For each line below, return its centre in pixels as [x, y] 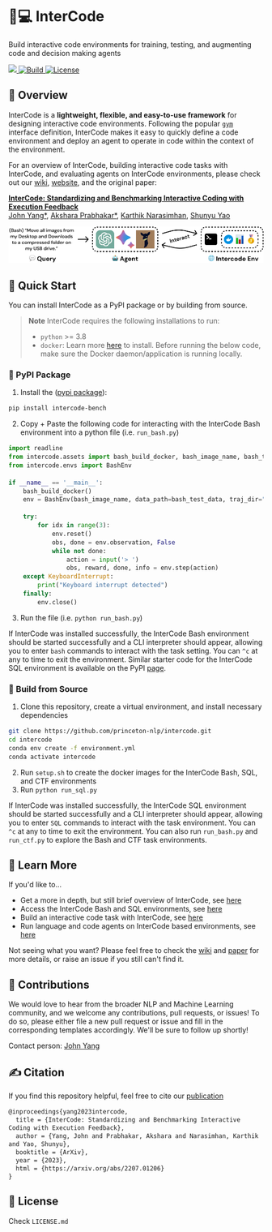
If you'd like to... [35, 885]
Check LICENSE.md [38, 1221]
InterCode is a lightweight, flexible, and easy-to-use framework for [123, 114]
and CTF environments [58, 781]
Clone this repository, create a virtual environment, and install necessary [141, 706]
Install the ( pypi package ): [64, 393]
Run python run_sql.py [58, 789]
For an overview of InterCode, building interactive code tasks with [118, 165]
